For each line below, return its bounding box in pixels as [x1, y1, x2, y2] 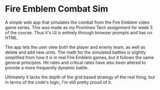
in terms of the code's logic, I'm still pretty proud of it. [5, 79, 112, 85]
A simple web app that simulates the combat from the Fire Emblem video [5, 19, 150, 25]
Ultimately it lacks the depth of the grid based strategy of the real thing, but [5, 74, 155, 80]
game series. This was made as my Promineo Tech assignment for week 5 [5, 24, 153, 30]
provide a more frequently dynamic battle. [5, 64, 89, 71]
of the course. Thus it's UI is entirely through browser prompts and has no [5, 30, 152, 35]
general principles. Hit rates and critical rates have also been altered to [5, 60, 146, 65]
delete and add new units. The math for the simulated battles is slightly [5, 49, 146, 55]
